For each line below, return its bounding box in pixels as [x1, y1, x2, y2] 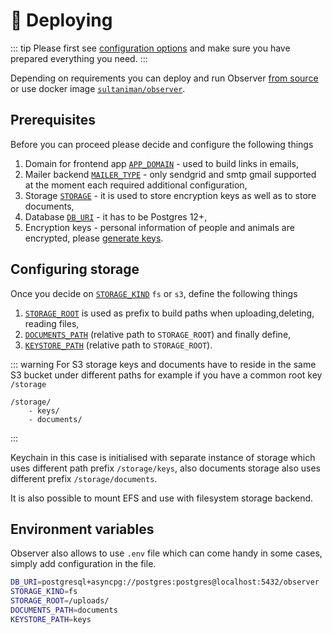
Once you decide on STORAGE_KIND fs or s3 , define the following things [10, 287, 298, 299]
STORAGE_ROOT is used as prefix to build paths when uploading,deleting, [24, 307, 315, 319]
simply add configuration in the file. [10, 558, 157, 570]
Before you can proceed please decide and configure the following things [10, 138, 314, 150]
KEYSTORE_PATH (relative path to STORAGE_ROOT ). [24, 339, 213, 351]
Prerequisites [10, 112, 96, 129]
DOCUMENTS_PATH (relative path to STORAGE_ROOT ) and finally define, [24, 328, 292, 340]
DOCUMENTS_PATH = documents [10, 605, 118, 615]
